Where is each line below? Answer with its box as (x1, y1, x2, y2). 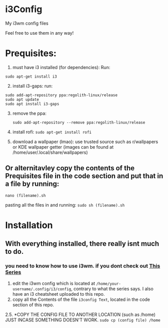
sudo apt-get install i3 (5, 74, 57, 79)
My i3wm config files (5, 20, 49, 26)
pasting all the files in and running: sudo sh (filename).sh (5, 202, 125, 208)
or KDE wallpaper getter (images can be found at (12, 144, 114, 150)
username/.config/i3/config (12, 286, 71, 292)
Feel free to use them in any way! (5, 30, 74, 36)
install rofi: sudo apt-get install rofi (12, 128, 92, 135)
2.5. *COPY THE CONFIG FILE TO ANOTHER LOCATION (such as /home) (5, 311, 156, 317)
